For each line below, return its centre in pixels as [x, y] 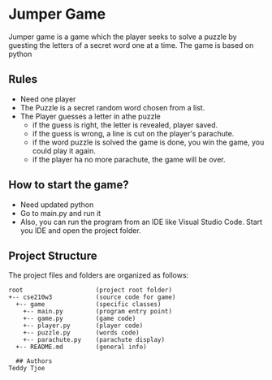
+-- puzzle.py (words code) [81, 333]
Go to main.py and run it [60, 213]
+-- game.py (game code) [80, 319]
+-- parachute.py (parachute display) [94, 340]
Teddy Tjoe [27, 369]
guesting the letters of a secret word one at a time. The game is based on [131, 45]
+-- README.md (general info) [82, 347]
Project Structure [53, 255]
